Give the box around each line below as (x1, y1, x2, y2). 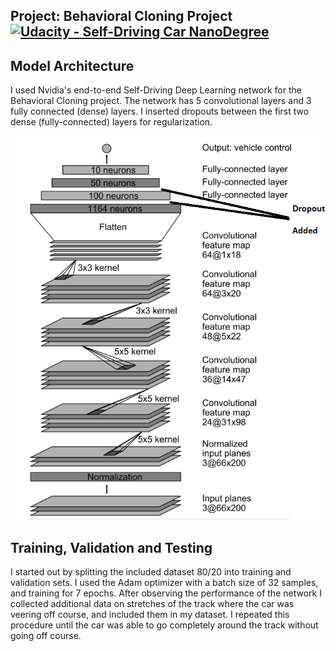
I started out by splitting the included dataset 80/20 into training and (10, 566, 292, 578)
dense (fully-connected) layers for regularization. (10, 116, 213, 128)
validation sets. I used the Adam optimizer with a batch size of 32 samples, (10, 577, 319, 589)
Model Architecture (10, 57, 135, 74)
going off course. (10, 630, 82, 642)
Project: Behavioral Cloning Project (10, 8, 233, 25)
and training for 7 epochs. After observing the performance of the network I (10, 587, 322, 599)
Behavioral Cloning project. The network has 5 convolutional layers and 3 (10, 95, 312, 107)
